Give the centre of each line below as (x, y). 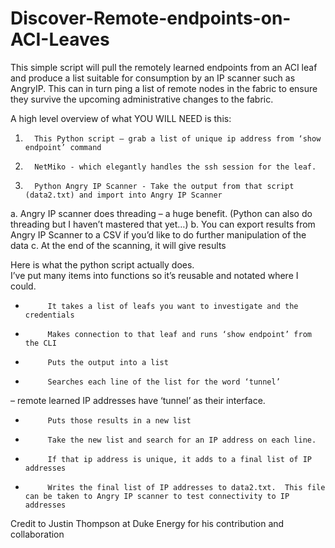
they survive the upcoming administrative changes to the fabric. (142, 99)
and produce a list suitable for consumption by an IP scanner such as (153, 78)
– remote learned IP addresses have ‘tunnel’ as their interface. (138, 400)
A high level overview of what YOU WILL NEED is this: (121, 118)
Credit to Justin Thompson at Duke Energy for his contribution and (147, 523)
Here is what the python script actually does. (102, 264)
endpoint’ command (63, 147)
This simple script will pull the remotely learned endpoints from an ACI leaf (164, 67)
